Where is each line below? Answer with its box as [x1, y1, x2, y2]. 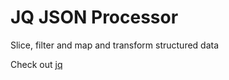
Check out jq [10, 58, 63, 70]
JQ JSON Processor [10, 6, 179, 29]
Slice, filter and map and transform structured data [10, 39, 220, 51]
